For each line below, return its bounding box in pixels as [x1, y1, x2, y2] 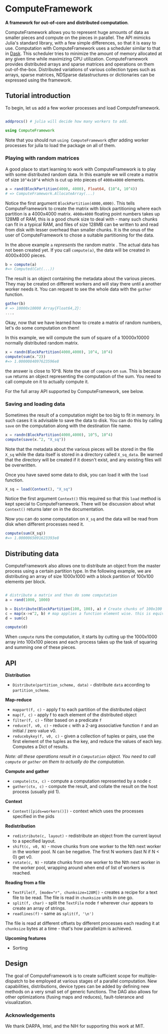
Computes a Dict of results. [12, 743, 69, 750]
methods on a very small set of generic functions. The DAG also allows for [5, 988, 158, 994]
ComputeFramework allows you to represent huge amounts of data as [5, 29, 149, 35]
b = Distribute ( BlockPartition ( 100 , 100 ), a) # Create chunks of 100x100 [5, 606, 162, 611]
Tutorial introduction [5, 91, 71, 100]
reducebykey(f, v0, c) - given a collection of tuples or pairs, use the [12, 733, 154, 739]
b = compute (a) [5, 262, 37, 267]
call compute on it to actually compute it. [5, 378, 89, 384]
